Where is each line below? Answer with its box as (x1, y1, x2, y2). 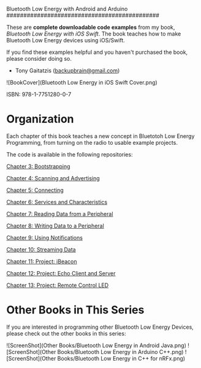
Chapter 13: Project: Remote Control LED (6, 282, 109, 289)
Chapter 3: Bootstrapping (6, 163, 70, 170)
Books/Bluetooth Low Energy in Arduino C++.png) (57, 348, 184, 355)
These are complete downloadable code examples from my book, (6, 24, 175, 31)
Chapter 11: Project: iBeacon (6, 258, 77, 265)
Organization (6, 112, 74, 126)
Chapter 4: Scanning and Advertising (6, 174, 100, 182)
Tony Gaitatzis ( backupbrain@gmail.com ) (15, 67, 120, 74)
